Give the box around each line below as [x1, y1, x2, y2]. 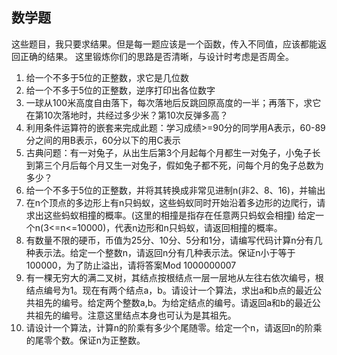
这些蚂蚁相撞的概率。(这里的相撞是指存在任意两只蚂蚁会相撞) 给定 [43, 209, 316, 221]
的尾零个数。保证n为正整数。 [25, 334, 146, 346]
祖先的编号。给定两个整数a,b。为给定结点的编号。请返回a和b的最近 [34, 296, 313, 308]
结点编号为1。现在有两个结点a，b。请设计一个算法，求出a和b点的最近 [25, 284, 314, 296]
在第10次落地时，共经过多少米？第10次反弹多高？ [25, 109, 229, 121]
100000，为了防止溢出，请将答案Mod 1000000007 [25, 259, 237, 271]
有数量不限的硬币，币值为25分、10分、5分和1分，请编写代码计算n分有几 [25, 234, 323, 246]
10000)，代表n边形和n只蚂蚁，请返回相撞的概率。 [77, 221, 283, 233]
